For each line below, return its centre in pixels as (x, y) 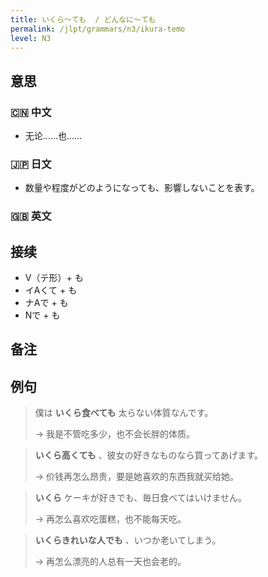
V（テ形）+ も (54, 278)
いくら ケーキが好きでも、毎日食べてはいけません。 (141, 498)
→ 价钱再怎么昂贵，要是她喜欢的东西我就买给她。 (137, 477)
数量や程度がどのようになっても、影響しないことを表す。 (142, 188)
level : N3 (31, 38)
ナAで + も (46, 303)
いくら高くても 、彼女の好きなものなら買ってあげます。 (149, 455)
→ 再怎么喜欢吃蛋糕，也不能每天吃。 (110, 519)
